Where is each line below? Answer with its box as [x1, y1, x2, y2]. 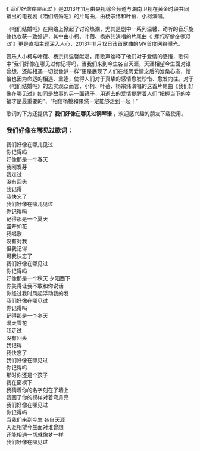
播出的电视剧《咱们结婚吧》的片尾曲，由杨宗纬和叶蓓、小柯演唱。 [6, 12, 168, 20]
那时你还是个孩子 [6, 371, 48, 379]
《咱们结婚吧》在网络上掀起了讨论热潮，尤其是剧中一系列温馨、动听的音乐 [6, 26, 189, 32]
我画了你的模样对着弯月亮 [6, 394, 69, 401]
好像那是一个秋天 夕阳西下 [6, 275, 70, 282]
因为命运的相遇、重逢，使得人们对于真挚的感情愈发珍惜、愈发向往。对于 [16, 75, 194, 82]
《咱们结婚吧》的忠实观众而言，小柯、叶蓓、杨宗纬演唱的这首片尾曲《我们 [6, 83, 189, 89]
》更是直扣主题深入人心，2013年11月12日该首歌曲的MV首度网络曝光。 [12, 40, 183, 47]
